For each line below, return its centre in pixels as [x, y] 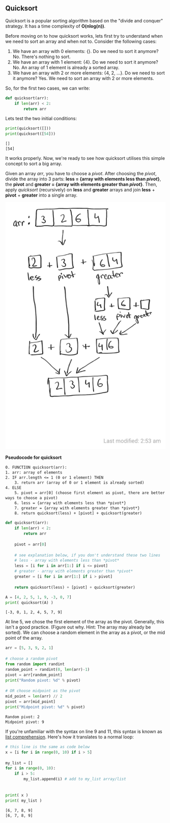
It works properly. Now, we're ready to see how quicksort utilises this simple [85, 158]
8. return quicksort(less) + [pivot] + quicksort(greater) [78, 513]
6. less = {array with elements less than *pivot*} [70, 503]
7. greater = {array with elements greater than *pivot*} [77, 508]
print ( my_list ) [24, 801]
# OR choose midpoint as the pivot [43, 691]
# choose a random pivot [32, 659]
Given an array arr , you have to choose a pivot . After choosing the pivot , [81, 174]
